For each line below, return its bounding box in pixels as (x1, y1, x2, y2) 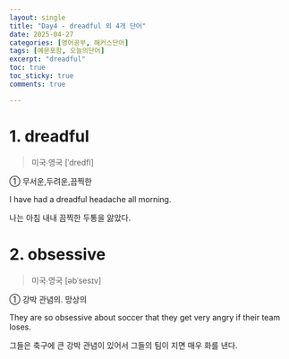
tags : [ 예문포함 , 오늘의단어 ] (9, 47, 106, 56)
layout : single (9, 13, 66, 22)
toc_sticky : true (9, 72, 74, 81)
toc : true (9, 64, 47, 73)
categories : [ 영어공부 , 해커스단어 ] (9, 38, 130, 47)
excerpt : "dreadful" (9, 55, 87, 64)
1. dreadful (9, 126, 89, 146)
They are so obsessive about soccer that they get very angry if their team (9, 312, 281, 322)
